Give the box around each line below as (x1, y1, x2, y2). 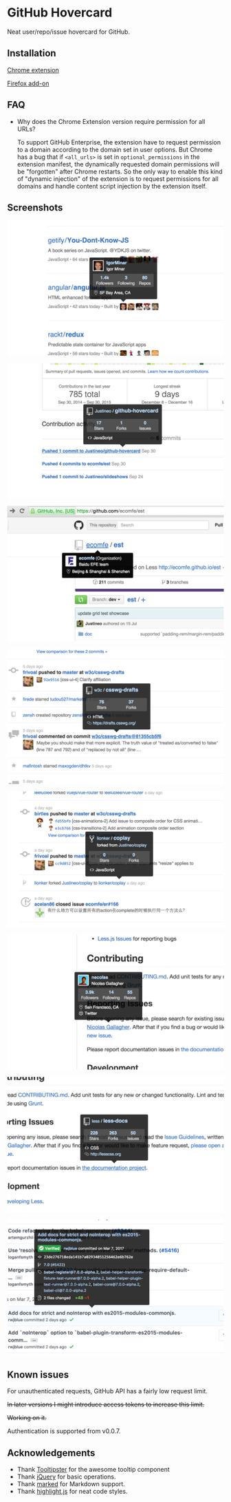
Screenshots (7, 202, 63, 213)
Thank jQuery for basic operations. (16, 1472, 116, 1481)
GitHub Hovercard (7, 5, 113, 21)
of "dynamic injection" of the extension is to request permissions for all (16, 174, 219, 183)
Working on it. (7, 1414, 47, 1422)
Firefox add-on (7, 79, 49, 87)
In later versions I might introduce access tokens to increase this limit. (7, 1400, 205, 1408)
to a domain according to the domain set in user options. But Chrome (16, 145, 213, 153)
